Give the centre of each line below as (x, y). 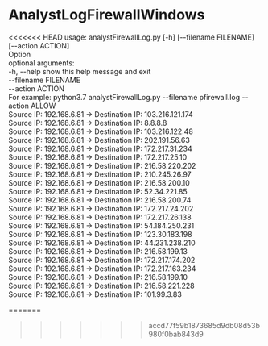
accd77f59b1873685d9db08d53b (204, 325)
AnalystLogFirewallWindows (107, 15)
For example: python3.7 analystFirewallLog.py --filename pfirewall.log (124, 97)
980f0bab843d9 (176, 334)
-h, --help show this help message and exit (80, 71)
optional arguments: (41, 63)
